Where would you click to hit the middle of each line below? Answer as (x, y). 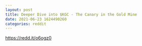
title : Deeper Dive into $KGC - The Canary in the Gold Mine (71, 14)
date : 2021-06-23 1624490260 (36, 19)
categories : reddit (26, 24)
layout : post (19, 10)
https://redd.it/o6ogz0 (28, 38)
